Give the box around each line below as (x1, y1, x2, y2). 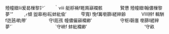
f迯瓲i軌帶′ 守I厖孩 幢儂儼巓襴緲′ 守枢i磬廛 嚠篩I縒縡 (5, 17, 159, 23)
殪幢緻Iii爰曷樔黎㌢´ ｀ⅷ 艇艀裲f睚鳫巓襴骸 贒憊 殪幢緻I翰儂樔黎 (5, 5, 162, 10)
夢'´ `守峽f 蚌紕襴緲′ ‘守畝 (5, 23, 155, 29)
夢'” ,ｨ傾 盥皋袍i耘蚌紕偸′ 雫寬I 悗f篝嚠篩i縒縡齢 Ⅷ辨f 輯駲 (5, 11, 164, 17)
